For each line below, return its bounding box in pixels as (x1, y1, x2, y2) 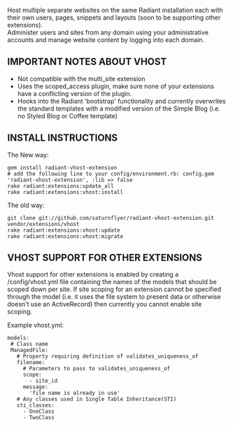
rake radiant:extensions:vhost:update (7, 227, 120, 234)
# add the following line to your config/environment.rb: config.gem (7, 170, 215, 177)
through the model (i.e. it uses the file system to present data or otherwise (7, 293, 221, 301)
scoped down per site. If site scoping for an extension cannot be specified (7, 285, 222, 293)
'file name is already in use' (29, 390, 120, 397)
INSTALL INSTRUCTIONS (7, 132, 118, 144)
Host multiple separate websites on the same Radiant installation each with (7, 6, 223, 14)
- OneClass (22, 408, 55, 415)
